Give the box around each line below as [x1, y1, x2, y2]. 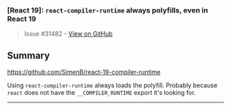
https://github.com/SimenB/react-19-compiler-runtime [7, 68, 161, 76]
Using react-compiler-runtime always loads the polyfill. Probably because [7, 81, 218, 89]
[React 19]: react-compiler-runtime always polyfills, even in [7, 5, 208, 15]
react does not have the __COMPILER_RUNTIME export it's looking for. [7, 89, 196, 97]
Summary [7, 49, 50, 61]
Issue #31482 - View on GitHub [23, 30, 113, 38]
